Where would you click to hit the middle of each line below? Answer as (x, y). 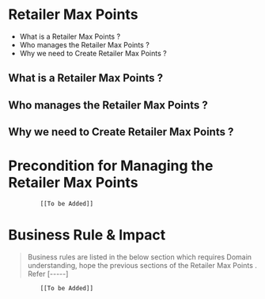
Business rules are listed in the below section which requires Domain (139, 257)
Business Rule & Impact (87, 235)
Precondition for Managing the (111, 166)
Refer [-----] (48, 274)
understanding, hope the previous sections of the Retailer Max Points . (142, 265)
